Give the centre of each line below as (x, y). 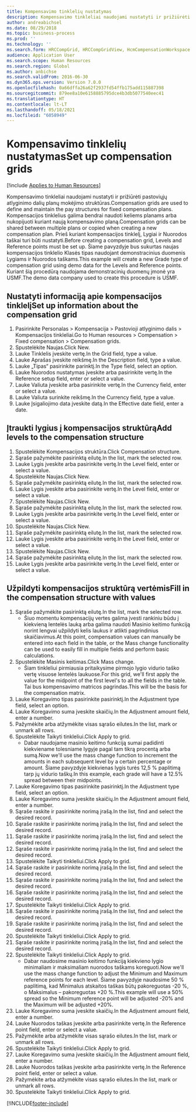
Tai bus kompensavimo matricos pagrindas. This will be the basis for (106, 687)
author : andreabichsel (34, 22)
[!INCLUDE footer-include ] (38, 1103)
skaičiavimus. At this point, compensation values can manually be (102, 637)
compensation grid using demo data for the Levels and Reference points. (94, 265)
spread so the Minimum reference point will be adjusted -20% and (104, 998)
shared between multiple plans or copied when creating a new (82, 228)
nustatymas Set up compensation (89, 157)
